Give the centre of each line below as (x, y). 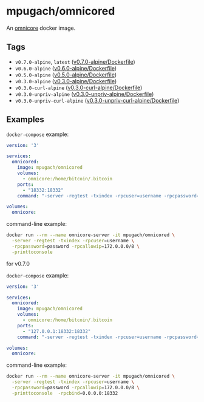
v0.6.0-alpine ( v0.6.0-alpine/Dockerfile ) (66, 68)
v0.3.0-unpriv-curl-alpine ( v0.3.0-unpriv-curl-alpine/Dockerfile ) (97, 100)
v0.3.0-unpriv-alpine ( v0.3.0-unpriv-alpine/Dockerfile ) (84, 94)
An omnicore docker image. (41, 28)
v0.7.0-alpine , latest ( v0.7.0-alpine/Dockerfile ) (75, 61)
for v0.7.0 (18, 264)
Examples (25, 120)
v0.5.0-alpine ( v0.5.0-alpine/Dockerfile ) (66, 75)
